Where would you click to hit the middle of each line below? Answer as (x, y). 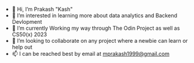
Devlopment (27, 22)
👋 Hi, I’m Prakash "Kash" (42, 9)
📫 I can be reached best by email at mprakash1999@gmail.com (90, 54)
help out (22, 47)
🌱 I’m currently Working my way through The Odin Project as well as (96, 28)
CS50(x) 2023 (29, 34)
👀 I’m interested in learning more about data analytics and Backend (95, 15)
